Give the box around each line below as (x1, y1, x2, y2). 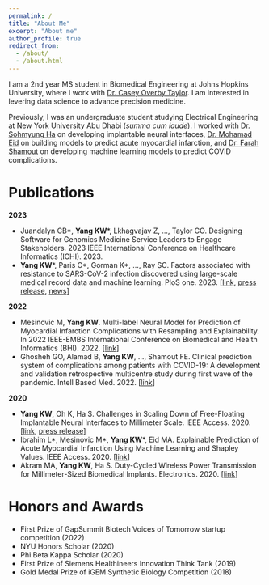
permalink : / (8, 11, 53, 20)
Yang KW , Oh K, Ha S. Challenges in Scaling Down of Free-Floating (19, 409, 245, 418)
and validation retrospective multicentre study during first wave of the (19, 369, 253, 379)
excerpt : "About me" (8, 27, 78, 35)
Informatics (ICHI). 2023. (19, 252, 103, 261)
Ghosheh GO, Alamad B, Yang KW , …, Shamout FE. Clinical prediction (19, 351, 253, 361)
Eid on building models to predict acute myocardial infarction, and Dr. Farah (8, 138, 259, 147)
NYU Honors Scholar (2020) (19, 541, 115, 551)
